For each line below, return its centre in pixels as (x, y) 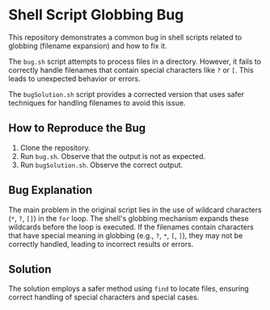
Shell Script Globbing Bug (96, 15)
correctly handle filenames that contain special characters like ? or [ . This (131, 69)
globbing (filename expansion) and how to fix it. (88, 45)
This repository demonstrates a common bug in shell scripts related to (125, 37)
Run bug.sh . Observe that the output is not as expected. (113, 156)
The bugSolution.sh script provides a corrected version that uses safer (127, 94)
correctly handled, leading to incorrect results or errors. (101, 244)
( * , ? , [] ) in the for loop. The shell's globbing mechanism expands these (129, 218)
